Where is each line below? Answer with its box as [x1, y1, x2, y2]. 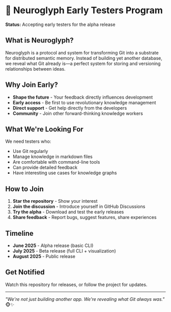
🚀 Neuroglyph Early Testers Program [5, 5, 163, 16]
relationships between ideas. [5, 66, 66, 72]
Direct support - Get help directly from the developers [12, 105, 127, 111]
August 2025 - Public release [12, 254, 75, 259]
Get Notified [5, 268, 45, 276]
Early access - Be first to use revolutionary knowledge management [12, 99, 156, 106]
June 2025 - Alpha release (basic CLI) [12, 242, 94, 248]
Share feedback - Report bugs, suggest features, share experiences [12, 214, 157, 221]
